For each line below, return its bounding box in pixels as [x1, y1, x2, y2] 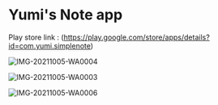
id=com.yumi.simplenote [8, 40, 92, 50]
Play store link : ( [8, 32, 64, 42]
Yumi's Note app [8, 6, 123, 24]
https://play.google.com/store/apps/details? [63, 32, 211, 42]
